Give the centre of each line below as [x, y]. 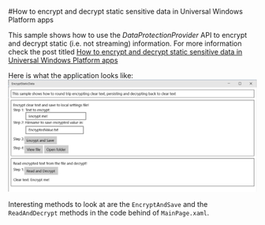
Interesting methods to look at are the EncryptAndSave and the [108, 204]
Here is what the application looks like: [71, 75]
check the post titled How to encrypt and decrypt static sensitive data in [125, 52]
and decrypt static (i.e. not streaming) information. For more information [125, 43]
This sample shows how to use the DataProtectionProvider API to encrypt [128, 35]
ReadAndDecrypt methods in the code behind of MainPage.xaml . [109, 212]
